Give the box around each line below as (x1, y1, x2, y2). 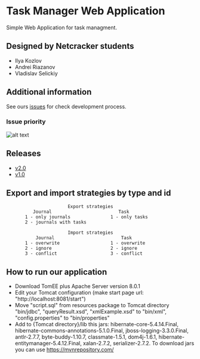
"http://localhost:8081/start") (14, 295, 86, 302)
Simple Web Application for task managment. (6, 24, 118, 31)
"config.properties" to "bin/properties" (14, 314, 110, 321)
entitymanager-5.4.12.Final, (14, 340, 82, 347)
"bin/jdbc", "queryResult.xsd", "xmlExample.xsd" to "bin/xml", (14, 308, 167, 315)
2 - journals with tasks (24, 219, 87, 225)
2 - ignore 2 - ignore (24, 246, 137, 252)
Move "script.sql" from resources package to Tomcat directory (14, 302, 170, 309)
